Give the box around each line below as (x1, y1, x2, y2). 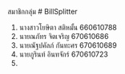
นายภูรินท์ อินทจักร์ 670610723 (18, 49, 109, 59)
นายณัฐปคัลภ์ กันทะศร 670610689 (18, 41, 117, 50)
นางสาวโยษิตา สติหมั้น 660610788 (18, 23, 118, 32)
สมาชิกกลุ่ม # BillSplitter (7, 7, 78, 16)
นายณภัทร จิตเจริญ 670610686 (18, 32, 109, 41)
